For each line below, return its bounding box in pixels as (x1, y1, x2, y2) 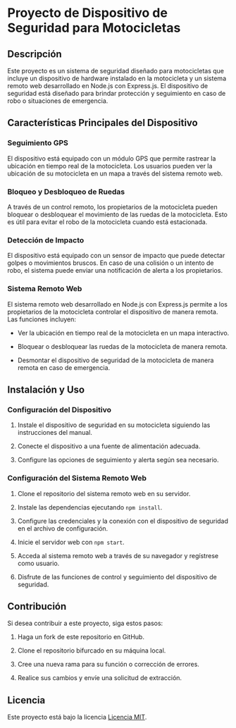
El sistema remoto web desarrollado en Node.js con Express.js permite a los (7, 300, 228, 308)
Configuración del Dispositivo (7, 405, 111, 414)
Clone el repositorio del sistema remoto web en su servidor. (17, 489, 191, 498)
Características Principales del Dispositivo (7, 117, 199, 129)
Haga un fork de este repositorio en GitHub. (17, 633, 144, 641)
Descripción (7, 48, 62, 60)
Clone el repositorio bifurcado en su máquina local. (17, 646, 166, 655)
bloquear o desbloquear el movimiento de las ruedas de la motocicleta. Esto (7, 210, 228, 218)
